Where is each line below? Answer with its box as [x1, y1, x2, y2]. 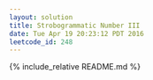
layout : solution [9, 12, 73, 22]
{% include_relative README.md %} [9, 62, 142, 72]
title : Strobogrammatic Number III [9, 21, 141, 30]
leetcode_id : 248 [9, 37, 73, 47]
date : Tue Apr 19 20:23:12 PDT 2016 [9, 29, 144, 38]
